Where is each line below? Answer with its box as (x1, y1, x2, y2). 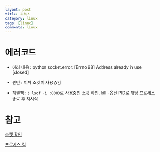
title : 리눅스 (5, 12, 30, 16)
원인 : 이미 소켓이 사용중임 (12, 80, 61, 85)
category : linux (5, 16, 38, 21)
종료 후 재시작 (12, 96, 38, 102)
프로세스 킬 (5, 142, 26, 147)
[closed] (12, 69, 29, 75)
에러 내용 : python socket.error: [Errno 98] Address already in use (12, 64, 142, 70)
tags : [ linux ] (5, 20, 34, 26)
